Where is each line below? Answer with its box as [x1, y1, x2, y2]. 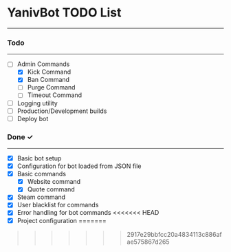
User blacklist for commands [16, 201, 99, 209]
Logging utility [16, 98, 58, 107]
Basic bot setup [16, 154, 62, 162]
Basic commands [16, 170, 67, 178]
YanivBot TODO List [7, 5, 122, 21]
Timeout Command [27, 91, 82, 99]
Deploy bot [16, 114, 49, 123]
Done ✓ [7, 132, 34, 142]
